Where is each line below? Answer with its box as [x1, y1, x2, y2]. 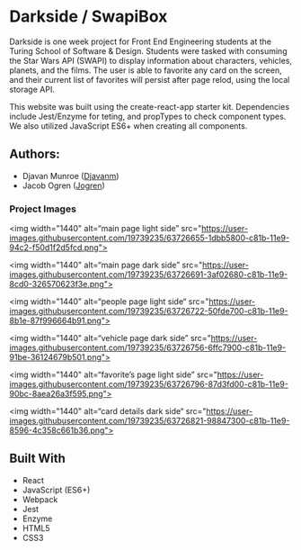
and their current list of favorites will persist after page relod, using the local [9, 74, 290, 85]
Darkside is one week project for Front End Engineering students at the [9, 36, 272, 47]
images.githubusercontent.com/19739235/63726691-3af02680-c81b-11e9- [9, 269, 288, 280]
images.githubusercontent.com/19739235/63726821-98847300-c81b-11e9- [9, 416, 290, 427]
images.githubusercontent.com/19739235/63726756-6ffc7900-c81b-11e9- [9, 342, 287, 353]
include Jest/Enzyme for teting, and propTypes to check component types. [9, 111, 287, 122]
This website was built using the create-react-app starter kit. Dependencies [9, 101, 290, 112]
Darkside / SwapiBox [9, 6, 168, 27]
